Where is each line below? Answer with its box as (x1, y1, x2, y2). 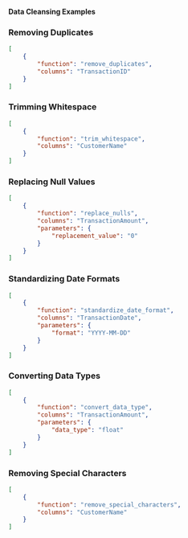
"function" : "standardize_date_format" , (37, 306, 174, 314)
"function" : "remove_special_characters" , (37, 500, 182, 509)
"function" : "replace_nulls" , (37, 209, 138, 218)
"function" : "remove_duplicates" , (37, 60, 153, 68)
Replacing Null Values (8, 176, 96, 187)
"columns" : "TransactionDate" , (37, 314, 142, 322)
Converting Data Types (8, 370, 100, 381)
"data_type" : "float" (51, 426, 125, 434)
